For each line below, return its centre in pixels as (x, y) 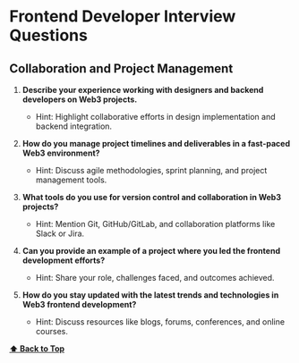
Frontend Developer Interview (123, 17)
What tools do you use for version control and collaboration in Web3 (152, 197)
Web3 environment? (61, 153)
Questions (48, 35)
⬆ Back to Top (37, 349)
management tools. (71, 180)
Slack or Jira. (60, 233)
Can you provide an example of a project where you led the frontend (151, 251)
